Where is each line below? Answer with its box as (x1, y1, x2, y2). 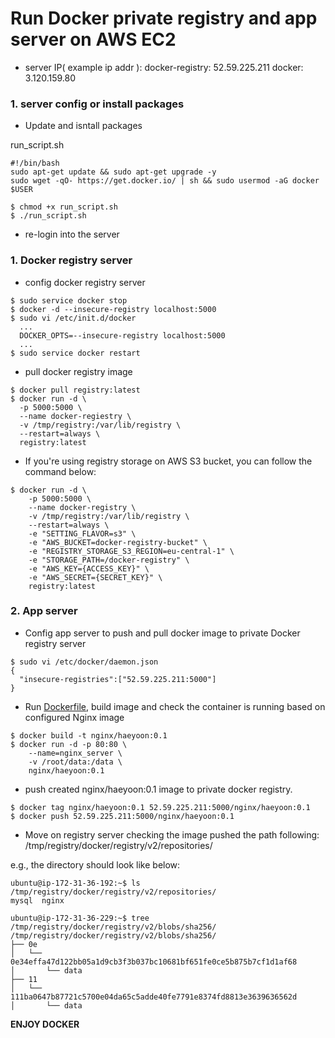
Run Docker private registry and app (10, 7, 318, 30)
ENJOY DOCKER (10, 1018, 80, 1030)
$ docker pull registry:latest (10, 385, 141, 395)
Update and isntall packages (24, 120, 143, 132)
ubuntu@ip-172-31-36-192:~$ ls (10, 878, 141, 888)
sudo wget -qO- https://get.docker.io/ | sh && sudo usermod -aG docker (10, 176, 320, 186)
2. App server (10, 604, 78, 618)
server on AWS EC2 (10, 28, 177, 51)
